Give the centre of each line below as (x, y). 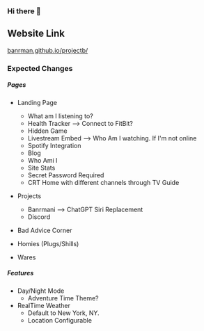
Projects (29, 196)
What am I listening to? (61, 116)
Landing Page (37, 102)
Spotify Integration (54, 145)
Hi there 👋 (24, 11)
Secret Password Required (66, 175)
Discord (39, 217)
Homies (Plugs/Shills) (48, 243)
